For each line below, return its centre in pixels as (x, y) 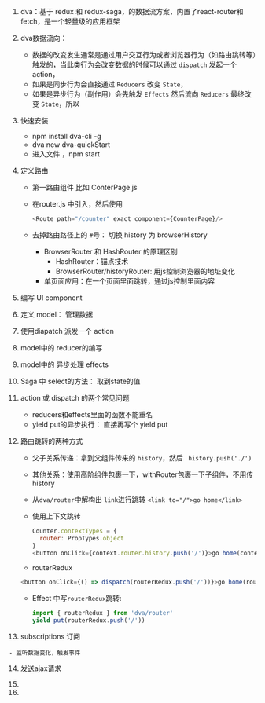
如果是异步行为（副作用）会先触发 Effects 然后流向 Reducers (130, 94)
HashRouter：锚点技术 (92, 261)
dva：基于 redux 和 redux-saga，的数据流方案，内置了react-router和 (132, 11)
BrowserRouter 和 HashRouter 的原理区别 (110, 251)
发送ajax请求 (41, 668)
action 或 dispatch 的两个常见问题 (75, 397)
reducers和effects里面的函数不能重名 (92, 414)
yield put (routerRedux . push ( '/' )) (88, 621)
